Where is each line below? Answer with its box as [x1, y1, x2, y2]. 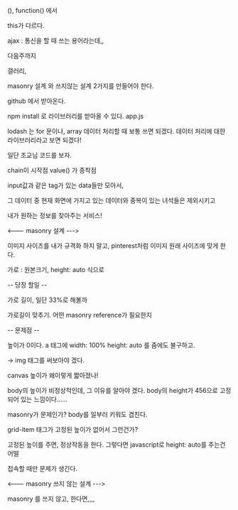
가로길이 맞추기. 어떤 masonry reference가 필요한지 [7, 311, 153, 319]
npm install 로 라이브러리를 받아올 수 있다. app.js [7, 112, 144, 120]
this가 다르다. [7, 21, 45, 30]
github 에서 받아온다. [7, 97, 66, 105]
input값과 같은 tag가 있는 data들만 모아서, [7, 181, 124, 190]
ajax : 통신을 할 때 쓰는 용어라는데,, [7, 36, 104, 45]
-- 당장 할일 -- [7, 281, 48, 289]
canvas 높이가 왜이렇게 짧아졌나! [7, 371, 99, 379]
